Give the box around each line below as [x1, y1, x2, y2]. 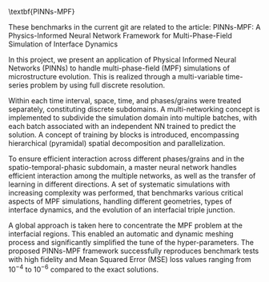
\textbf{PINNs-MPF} [8, 7, 75, 16]
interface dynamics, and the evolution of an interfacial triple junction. [8, 205, 235, 215]
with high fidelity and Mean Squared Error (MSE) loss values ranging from [8, 255, 252, 264]
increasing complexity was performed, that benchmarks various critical [8, 188, 243, 197]
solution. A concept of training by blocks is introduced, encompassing [8, 130, 239, 139]
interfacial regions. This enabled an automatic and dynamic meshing [8, 229, 234, 239]
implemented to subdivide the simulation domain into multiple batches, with [8, 113, 258, 123]
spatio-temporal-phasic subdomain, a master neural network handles [8, 163, 238, 171]
